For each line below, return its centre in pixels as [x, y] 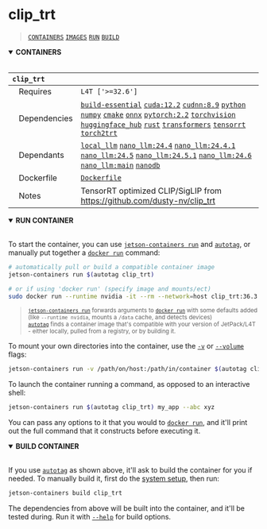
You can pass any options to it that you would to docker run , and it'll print [128, 423]
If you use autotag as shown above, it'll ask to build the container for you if [130, 470]
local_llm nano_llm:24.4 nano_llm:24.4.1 [158, 145]
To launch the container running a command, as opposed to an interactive [129, 384]
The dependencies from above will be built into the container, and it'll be [126, 508]
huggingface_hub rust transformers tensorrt [163, 124]
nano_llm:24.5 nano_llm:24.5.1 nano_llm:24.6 [166, 155]
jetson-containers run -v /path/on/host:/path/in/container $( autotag [128, 369]
